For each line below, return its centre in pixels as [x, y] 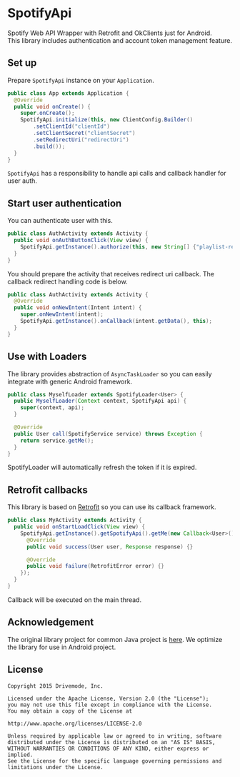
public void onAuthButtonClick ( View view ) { [81, 241]
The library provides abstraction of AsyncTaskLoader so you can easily [110, 374]
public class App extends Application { [69, 93]
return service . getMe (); [57, 441]
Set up [22, 63]
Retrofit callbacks [47, 490]
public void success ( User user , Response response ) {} [110, 547]
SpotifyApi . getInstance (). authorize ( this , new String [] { [108, 247]
